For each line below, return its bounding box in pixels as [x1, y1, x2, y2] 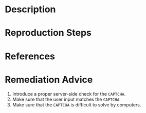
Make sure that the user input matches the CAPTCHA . [12, 96, 121, 102]
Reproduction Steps [5, 27, 92, 39]
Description [5, 4, 56, 15]
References [5, 50, 55, 62]
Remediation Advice [5, 74, 93, 85]
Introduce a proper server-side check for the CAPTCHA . [12, 91, 126, 97]
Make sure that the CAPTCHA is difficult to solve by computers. [12, 101, 141, 108]
